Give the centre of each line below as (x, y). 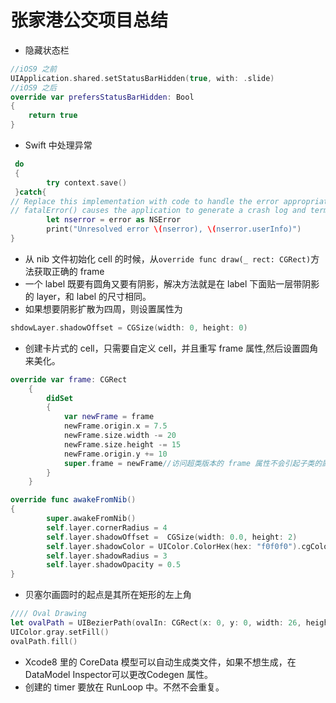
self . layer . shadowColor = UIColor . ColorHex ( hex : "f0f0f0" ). (174, 546)
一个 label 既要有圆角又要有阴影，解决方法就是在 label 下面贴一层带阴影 (172, 283)
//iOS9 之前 (33, 69)
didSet (60, 398)
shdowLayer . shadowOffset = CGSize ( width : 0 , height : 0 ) (129, 327)
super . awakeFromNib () (91, 519)
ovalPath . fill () (44, 641)
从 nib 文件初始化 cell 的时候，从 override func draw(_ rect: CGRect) (168, 258)
